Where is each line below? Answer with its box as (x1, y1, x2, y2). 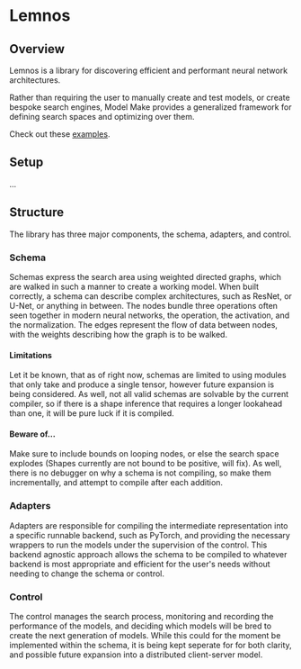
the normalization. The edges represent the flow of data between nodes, (9, 319, 279, 330)
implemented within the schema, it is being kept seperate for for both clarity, (9, 639, 292, 650)
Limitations (9, 349, 52, 360)
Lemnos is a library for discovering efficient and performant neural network (9, 65, 288, 76)
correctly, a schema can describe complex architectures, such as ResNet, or (9, 290, 292, 302)
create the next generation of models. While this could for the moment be (9, 629, 281, 640)
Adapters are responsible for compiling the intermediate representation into (9, 520, 288, 531)
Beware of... (9, 429, 56, 439)
